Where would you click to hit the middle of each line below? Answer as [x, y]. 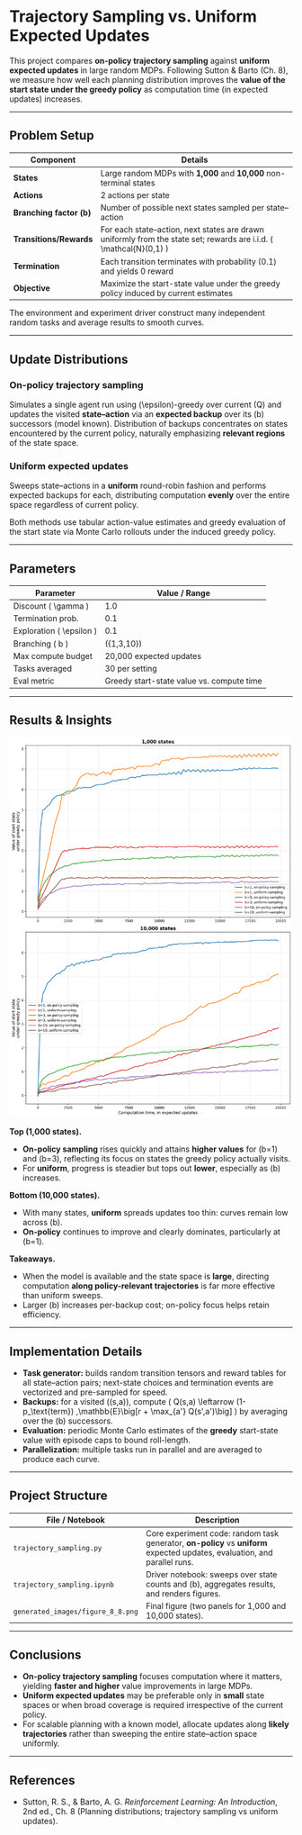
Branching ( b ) [41, 643]
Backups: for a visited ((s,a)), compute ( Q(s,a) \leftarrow [128, 1401]
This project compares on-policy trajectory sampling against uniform [140, 60]
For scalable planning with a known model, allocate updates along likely [155, 1724]
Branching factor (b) [52, 212]
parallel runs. [169, 1562]
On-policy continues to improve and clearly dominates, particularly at [151, 1232]
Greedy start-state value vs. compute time [183, 681]
